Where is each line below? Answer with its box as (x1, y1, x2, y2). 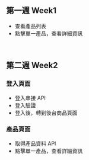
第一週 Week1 (6, 5, 56, 16)
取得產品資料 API (14, 140, 56, 147)
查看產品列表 (14, 23, 46, 30)
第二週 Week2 (6, 60, 58, 71)
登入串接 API (14, 94, 46, 101)
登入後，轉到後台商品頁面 (14, 109, 78, 116)
